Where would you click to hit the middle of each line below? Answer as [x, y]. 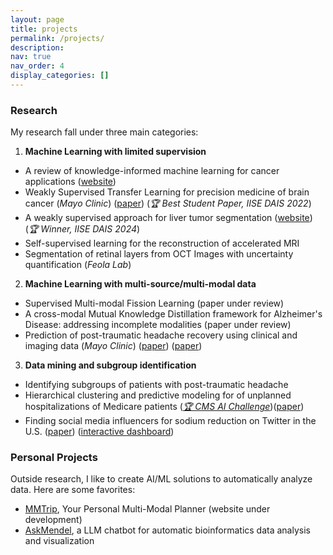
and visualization [59, 541]
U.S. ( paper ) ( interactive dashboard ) [99, 432]
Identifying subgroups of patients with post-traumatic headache [156, 385]
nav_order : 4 [37, 66]
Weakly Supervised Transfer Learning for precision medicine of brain [167, 192]
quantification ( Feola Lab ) [78, 265]
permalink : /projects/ [57, 38]
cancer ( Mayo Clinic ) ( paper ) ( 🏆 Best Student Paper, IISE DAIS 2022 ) [168, 203]
